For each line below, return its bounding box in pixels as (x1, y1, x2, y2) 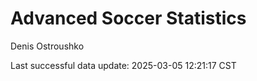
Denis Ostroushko (10, 40, 85, 52)
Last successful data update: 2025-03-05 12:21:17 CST (10, 59, 237, 71)
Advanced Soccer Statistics (10, 7, 247, 30)
